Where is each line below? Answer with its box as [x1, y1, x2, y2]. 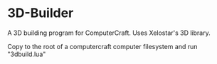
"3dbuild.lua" [7, 50, 46, 58]
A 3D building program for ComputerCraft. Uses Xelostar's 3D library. [7, 28, 211, 37]
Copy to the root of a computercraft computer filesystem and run [7, 42, 198, 50]
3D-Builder [7, 5, 74, 21]
